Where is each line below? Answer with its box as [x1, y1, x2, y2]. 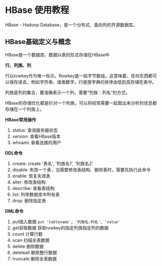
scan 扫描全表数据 [12, 237, 50, 243]
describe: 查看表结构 [12, 185, 55, 191]
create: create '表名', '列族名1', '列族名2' [12, 160, 93, 166]
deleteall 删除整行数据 [12, 249, 57, 255]
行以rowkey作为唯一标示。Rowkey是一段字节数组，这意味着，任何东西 [5, 73, 149, 79]
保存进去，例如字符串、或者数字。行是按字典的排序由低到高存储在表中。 [9, 79, 157, 85]
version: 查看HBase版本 [12, 133, 61, 139]
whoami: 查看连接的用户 [12, 139, 62, 145]
